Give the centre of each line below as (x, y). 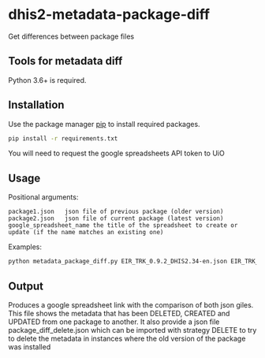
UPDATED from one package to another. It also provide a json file (114, 322)
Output (26, 286)
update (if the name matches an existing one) (86, 233)
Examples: (25, 247)
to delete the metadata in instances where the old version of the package (127, 338)
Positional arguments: (43, 197)
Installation (36, 105)
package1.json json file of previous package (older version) (116, 212)
